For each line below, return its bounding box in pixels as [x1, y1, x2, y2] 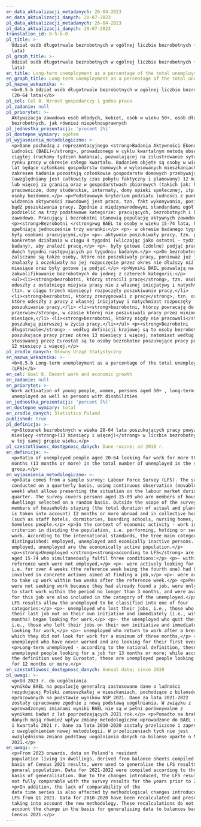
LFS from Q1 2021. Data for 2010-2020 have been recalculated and [11, 795, 181, 801]
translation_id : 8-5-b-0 [6, 31, 68, 37]
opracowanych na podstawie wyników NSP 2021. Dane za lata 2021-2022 [11, 694, 188, 700]
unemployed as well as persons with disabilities [11, 393, 138, 399]
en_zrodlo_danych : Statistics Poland [6, 410, 100, 416]
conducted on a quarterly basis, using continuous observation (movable [11, 483, 197, 489]
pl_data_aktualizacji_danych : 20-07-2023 [6, 25, 111, 32]
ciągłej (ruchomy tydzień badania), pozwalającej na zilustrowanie [11, 154, 184, 160]
